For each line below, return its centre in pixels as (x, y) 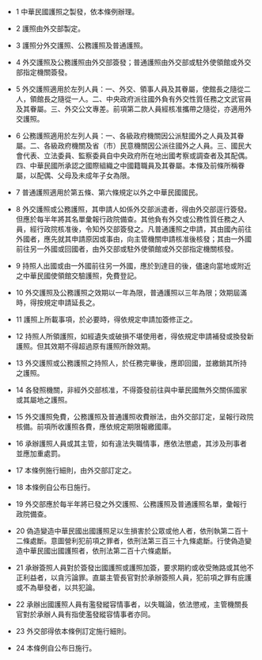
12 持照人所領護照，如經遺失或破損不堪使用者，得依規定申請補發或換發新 (135, 336)
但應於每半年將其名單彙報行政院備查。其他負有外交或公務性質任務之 (127, 219)
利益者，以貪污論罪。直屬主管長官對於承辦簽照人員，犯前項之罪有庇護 (137, 577)
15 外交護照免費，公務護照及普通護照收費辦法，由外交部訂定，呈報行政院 (135, 417)
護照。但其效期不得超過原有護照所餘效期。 (85, 346)
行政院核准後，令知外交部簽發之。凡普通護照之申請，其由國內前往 (144, 229)
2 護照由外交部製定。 (50, 29)
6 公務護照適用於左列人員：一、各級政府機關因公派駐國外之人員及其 (126, 136)
